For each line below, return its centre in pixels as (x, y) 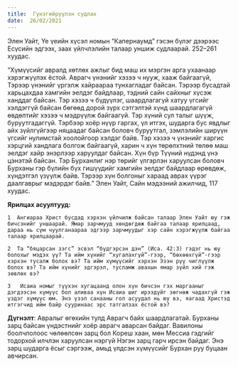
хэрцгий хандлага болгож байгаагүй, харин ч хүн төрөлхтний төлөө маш (118, 145)
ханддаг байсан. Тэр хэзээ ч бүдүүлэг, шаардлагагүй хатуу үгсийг (108, 100)
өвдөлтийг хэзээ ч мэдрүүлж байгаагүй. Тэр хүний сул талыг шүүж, (111, 115)
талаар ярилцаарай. (36, 236)
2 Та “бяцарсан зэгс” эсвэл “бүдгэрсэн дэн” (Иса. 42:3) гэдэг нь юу (114, 249)
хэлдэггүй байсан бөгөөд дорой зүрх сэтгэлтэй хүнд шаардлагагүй (110, 107)
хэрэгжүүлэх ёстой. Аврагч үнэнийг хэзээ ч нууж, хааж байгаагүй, (109, 77)
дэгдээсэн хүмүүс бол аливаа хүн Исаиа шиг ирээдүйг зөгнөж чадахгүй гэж (119, 292)
